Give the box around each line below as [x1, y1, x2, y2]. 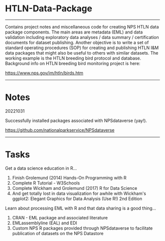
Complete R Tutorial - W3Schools [12, 180, 80, 186]
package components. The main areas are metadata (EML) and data [5, 29, 143, 35]
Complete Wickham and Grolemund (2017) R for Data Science [12, 185, 137, 191]
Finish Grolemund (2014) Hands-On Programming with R [12, 175, 127, 181]
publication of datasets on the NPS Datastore [12, 230, 104, 236]
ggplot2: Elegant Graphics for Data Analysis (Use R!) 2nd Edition [12, 195, 142, 202]
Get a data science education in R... [5, 165, 77, 171]
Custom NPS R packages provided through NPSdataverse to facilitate [12, 225, 153, 231]
